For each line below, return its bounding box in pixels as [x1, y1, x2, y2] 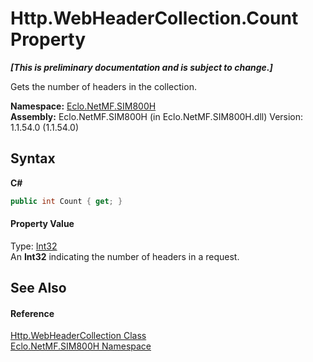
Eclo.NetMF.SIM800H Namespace [10, 340, 152, 352]
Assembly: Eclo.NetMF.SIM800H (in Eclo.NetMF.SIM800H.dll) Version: [10, 110, 304, 122]
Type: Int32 [10, 240, 58, 252]
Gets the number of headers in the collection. [10, 80, 197, 92]
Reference [10, 307, 55, 319]
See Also [10, 280, 67, 297]
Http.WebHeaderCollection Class [10, 330, 147, 342]
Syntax [10, 150, 56, 167]
